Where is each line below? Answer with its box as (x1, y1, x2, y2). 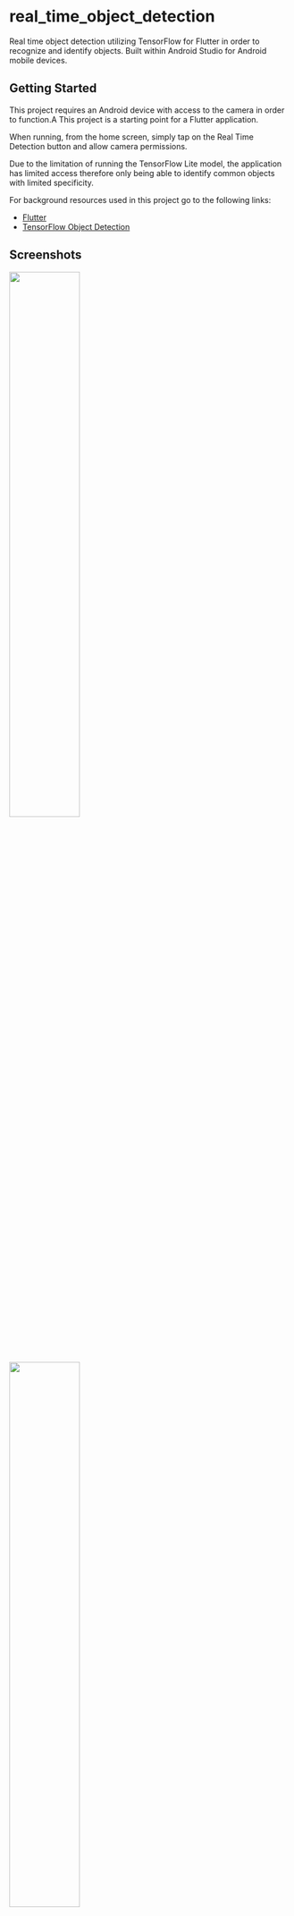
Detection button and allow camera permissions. (9, 140, 188, 151)
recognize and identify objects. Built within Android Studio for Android (9, 45, 267, 55)
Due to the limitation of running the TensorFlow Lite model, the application (9, 158, 282, 169)
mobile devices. (9, 55, 68, 65)
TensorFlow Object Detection (21, 221, 130, 232)
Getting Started (9, 81, 97, 96)
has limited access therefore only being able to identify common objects (9, 167, 275, 178)
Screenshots (9, 248, 82, 263)
